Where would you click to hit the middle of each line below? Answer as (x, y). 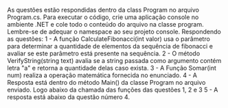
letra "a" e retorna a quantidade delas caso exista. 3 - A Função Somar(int (112, 68)
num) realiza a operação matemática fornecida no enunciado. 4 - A (102, 75)
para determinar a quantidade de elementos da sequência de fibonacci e (110, 46)
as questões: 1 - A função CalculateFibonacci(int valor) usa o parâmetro (109, 39)
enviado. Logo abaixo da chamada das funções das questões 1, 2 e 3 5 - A (113, 90)
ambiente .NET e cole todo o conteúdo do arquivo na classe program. (105, 24)
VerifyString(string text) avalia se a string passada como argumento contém (114, 60)
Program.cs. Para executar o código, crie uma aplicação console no (103, 17)
